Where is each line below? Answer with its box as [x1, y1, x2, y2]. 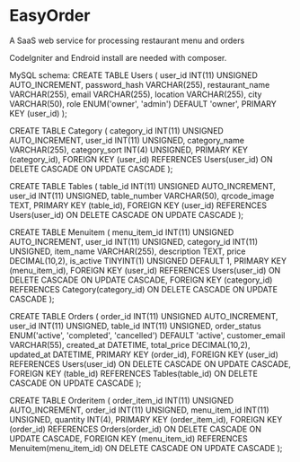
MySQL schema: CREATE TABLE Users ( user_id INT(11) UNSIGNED [9, 69, 259, 81]
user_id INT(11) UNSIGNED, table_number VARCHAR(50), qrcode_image [9, 190, 275, 201]
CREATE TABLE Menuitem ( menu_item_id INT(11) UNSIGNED [9, 226, 234, 238]
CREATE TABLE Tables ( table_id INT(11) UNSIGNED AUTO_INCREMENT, [9, 180, 276, 191]
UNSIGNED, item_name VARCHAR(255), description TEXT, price [9, 246, 246, 257]
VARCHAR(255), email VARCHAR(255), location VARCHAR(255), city [9, 89, 262, 100]
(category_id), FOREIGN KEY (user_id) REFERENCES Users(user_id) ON [9, 153, 273, 164]
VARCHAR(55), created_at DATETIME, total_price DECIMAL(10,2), [9, 339, 251, 350]
